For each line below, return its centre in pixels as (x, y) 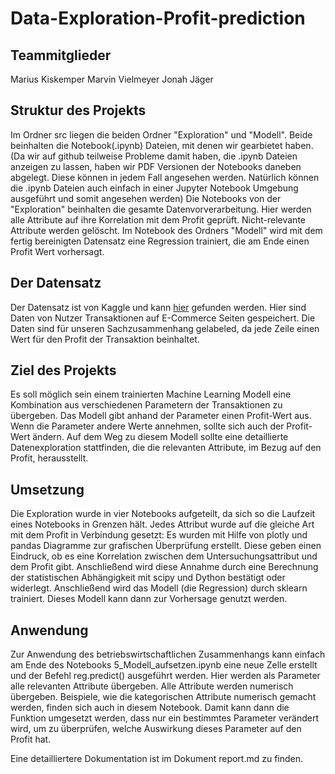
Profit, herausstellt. (49, 458)
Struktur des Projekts (78, 110)
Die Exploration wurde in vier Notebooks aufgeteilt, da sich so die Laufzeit (163, 514)
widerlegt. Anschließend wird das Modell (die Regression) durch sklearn (159, 588)
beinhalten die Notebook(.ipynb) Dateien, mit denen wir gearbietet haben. (162, 145)
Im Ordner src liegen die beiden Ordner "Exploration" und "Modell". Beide (161, 134)
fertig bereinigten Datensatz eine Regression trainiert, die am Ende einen (160, 241)
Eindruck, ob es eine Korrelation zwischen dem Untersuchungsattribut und (164, 556)
